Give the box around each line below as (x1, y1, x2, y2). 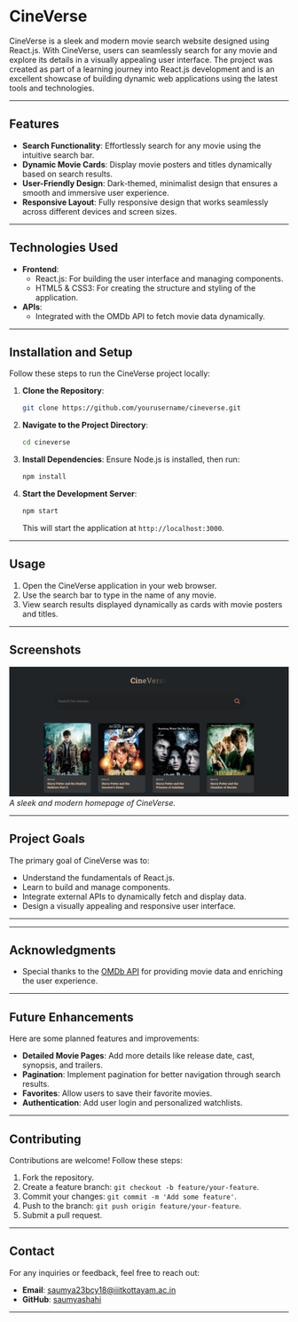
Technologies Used (9, 240, 118, 255)
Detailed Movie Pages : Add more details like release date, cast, (21, 1051, 255, 1061)
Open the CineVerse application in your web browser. (21, 580, 217, 591)
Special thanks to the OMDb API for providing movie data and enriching (21, 966, 284, 977)
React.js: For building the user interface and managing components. (35, 273, 284, 284)
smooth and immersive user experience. (21, 187, 170, 198)
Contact (9, 1244, 55, 1259)
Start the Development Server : (21, 489, 137, 498)
